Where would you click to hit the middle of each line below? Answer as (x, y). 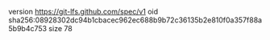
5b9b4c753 (27, 28)
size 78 (60, 28)
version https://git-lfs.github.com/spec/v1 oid (83, 12)
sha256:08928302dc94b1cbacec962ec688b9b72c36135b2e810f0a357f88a (135, 20)
